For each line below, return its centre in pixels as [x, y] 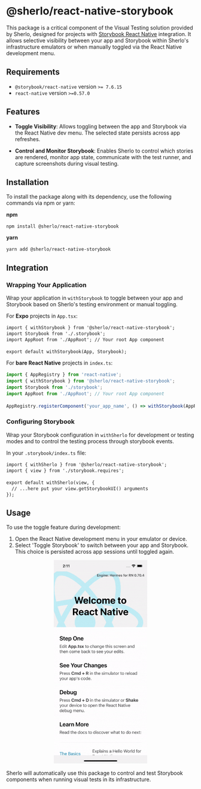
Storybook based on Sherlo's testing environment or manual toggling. [92, 304]
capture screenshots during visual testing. [67, 163]
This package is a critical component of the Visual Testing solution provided [100, 28]
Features [23, 112]
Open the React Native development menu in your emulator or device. [101, 539]
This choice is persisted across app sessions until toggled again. [95, 552]
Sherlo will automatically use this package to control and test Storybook [95, 773]
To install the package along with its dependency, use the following [89, 197]
